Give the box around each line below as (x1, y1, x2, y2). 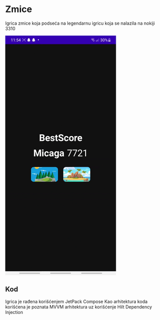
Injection (5, 309, 24, 315)
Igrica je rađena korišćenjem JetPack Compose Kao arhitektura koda (5, 298, 148, 304)
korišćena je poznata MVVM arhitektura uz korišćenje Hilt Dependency (5, 303, 152, 310)
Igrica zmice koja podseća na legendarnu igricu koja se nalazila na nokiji (5, 20, 155, 26)
